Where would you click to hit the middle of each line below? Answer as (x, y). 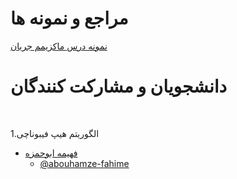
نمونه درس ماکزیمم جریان (59, 46)
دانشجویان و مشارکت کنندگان (119, 86)
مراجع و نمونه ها (69, 18)
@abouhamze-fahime (84, 163)
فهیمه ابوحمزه (51, 153)
